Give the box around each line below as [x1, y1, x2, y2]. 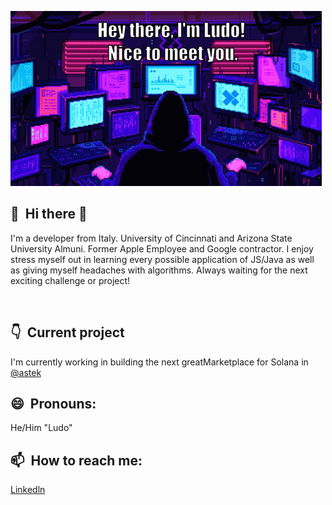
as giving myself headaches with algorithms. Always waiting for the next [10, 264, 308, 276]
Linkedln [10, 484, 46, 496]
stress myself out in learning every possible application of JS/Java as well [10, 253, 315, 265]
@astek [10, 366, 42, 378]
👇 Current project [10, 324, 125, 341]
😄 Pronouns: [10, 396, 97, 413]
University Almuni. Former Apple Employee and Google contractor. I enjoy [10, 242, 314, 255]
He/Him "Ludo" [10, 422, 73, 434]
